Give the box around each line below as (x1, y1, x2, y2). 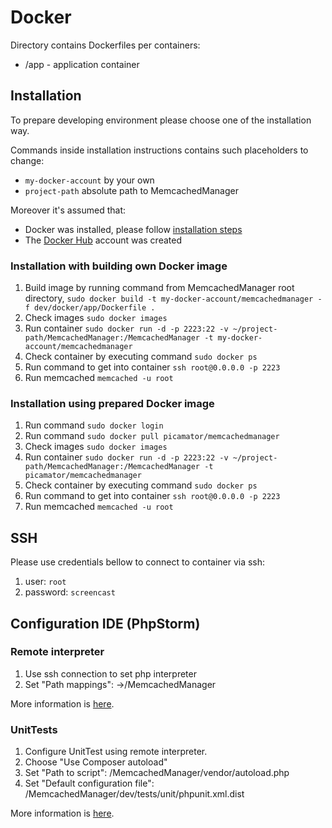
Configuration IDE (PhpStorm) (10, 615, 201, 632)
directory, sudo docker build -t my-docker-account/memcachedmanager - (24, 292, 323, 305)
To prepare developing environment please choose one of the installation (10, 114, 312, 126)
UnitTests (10, 722, 58, 736)
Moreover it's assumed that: (10, 204, 127, 216)
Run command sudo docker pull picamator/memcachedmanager (24, 430, 280, 442)
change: (10, 154, 45, 166)
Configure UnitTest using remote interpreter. (24, 746, 208, 758)
